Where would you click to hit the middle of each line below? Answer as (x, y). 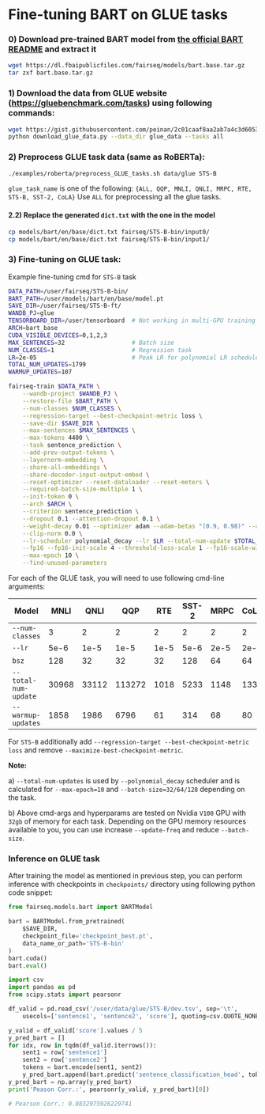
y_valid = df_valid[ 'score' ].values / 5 (76, 1030)
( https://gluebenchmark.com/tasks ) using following (110, 103)
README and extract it (52, 49)
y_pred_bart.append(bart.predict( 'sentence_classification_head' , (134, 1074)
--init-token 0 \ (51, 497)
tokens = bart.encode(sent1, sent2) (83, 1067)
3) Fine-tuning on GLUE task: (65, 260)
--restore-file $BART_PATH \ (70, 401)
